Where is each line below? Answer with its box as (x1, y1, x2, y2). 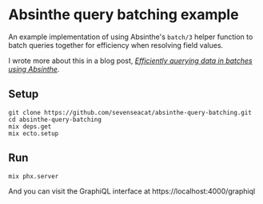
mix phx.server (8, 172, 59, 180)
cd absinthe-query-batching (8, 116, 102, 124)
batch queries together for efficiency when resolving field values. (8, 40, 224, 49)
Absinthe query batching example (8, 6, 239, 24)
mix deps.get (8, 122, 52, 131)
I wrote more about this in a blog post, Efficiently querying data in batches (8, 56, 253, 65)
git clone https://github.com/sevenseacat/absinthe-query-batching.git (8, 108, 252, 116)
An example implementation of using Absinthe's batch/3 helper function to (8, 32, 253, 41)
